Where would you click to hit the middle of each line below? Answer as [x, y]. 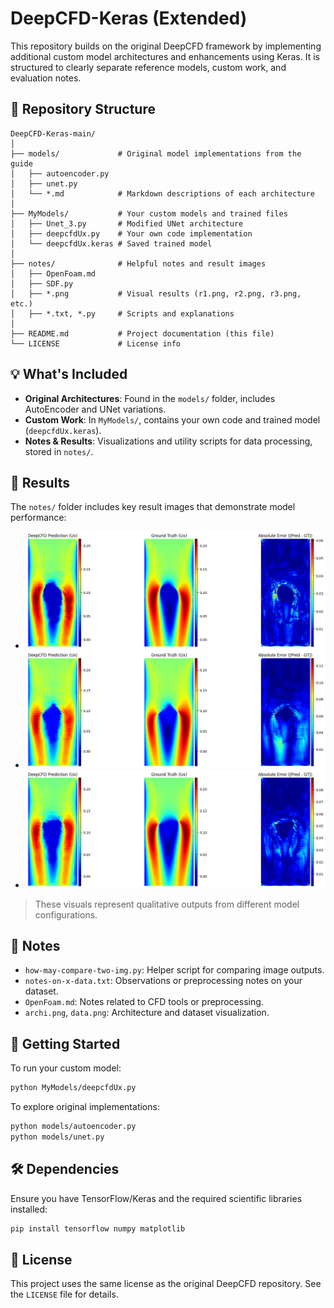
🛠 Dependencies [65, 1169]
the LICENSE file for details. [64, 1294]
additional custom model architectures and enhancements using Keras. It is [165, 56]
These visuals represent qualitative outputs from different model [167, 904]
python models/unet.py [57, 1137]
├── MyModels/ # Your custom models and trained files [149, 213]
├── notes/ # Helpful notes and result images [138, 263]
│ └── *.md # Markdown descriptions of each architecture [162, 193]
